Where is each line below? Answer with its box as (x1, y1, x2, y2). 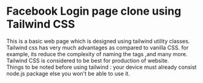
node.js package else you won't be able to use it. (6, 70, 130, 77)
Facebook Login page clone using (6, 4, 182, 18)
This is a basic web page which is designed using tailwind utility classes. (6, 37, 190, 45)
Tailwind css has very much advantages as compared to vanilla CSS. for (6, 44, 189, 51)
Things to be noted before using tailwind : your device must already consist (6, 63, 197, 71)
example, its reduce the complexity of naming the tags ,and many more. (6, 50, 188, 57)
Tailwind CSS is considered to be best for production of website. (6, 57, 169, 64)
